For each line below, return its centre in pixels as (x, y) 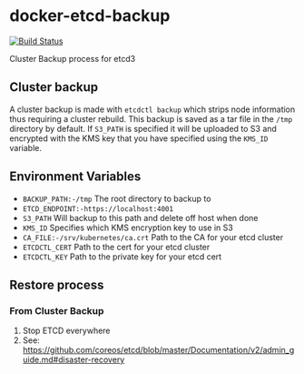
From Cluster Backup (57, 310)
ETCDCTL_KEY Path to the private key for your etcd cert (122, 257)
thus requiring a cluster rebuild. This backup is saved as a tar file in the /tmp (151, 118)
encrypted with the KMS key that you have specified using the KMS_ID (139, 138)
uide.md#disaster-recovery (74, 359)
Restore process (57, 284)
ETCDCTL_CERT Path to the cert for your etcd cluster (116, 247)
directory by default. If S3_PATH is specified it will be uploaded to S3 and (143, 128)
